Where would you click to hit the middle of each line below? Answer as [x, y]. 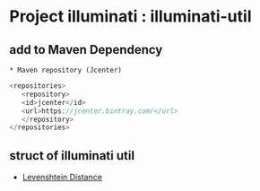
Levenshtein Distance [62, 178]
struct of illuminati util [72, 156]
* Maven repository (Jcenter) [66, 70]
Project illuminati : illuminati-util [130, 17]
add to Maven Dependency [86, 50]
